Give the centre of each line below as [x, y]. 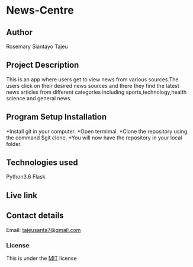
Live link [22, 196]
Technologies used [42, 163]
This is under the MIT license [41, 258]
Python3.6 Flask [26, 177]
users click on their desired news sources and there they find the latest [93, 85]
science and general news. [39, 98]
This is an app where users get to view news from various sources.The [92, 79]
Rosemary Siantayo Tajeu [37, 46]
